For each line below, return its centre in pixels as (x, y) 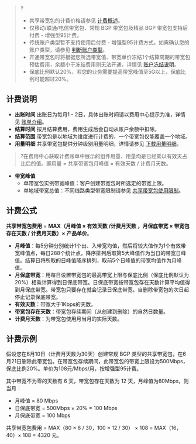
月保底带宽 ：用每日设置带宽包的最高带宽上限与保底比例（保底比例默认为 (102, 275)
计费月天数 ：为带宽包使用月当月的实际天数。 (68, 319)
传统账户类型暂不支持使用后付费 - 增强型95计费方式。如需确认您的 (109, 42)
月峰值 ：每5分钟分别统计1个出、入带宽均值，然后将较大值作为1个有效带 (100, 246)
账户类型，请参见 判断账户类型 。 (68, 50)
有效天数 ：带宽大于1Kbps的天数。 (55, 304)
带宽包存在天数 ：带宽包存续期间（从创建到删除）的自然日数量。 (91, 311)
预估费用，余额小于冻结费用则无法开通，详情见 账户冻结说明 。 (104, 64)
